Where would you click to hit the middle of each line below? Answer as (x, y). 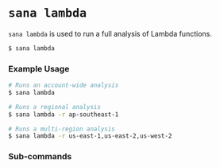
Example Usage (39, 68)
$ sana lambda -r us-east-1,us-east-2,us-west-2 (90, 136)
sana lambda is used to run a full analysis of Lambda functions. (110, 33)
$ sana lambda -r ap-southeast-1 (64, 114)
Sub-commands (40, 157)
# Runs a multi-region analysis (62, 129)
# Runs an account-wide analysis (64, 85)
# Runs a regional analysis (55, 107)
